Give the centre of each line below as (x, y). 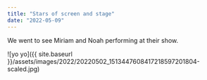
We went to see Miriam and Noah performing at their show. (93, 40)
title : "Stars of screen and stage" (61, 14)
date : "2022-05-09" (36, 20)
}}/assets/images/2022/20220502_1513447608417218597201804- (103, 61)
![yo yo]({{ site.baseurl (40, 54)
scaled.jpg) (24, 69)
